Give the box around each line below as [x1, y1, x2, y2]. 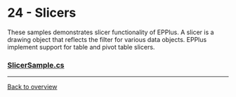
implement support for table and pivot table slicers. [7, 43, 155, 51]
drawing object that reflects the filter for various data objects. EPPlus [7, 35, 207, 43]
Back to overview [7, 82, 58, 91]
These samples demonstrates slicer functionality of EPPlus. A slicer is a [7, 28, 214, 36]
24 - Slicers [7, 5, 77, 21]
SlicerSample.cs [7, 60, 65, 70]
